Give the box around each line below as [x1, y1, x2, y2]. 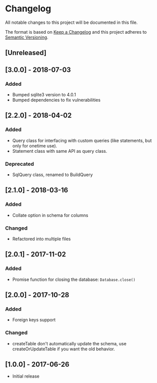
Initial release [12, 373, 39, 380]
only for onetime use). [12, 142, 58, 149]
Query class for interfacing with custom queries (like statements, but [12, 137, 152, 143]
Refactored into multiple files [12, 236, 71, 242]
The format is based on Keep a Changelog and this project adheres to [5, 29, 147, 35]
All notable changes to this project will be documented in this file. [5, 19, 138, 25]
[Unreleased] [5, 49, 47, 57]
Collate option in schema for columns [12, 212, 88, 218]
